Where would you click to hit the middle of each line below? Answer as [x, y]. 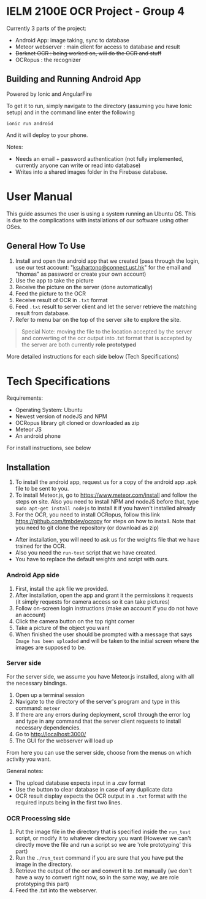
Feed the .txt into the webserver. [56, 890]
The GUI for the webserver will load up [64, 741]
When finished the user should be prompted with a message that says [104, 634]
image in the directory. [44, 865]
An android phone [38, 436]
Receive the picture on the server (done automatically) [84, 287]
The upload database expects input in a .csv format [80, 783]
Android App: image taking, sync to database [72, 40]
